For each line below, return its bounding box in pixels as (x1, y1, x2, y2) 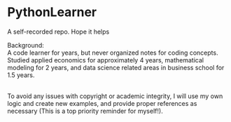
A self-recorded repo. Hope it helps (7, 27, 110, 36)
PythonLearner (7, 4, 97, 20)
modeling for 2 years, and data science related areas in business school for (7, 63, 225, 72)
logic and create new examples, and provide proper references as (7, 99, 197, 107)
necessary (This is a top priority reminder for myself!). (7, 107, 163, 115)
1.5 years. (7, 71, 35, 79)
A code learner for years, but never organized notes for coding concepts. (7, 48, 218, 57)
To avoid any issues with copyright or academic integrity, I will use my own (7, 92, 223, 100)
